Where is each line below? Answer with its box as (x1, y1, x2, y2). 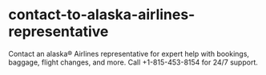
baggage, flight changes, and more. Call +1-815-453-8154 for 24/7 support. (8, 57, 258, 67)
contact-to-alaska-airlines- (8, 6, 195, 24)
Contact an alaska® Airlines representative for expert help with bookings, (8, 49, 250, 58)
